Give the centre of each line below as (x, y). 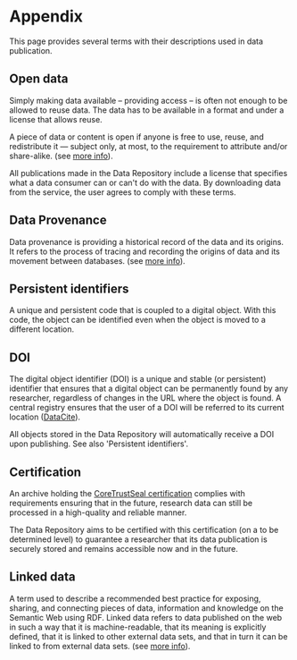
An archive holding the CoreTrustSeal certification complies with (127, 493)
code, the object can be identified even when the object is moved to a (137, 320)
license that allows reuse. (56, 119)
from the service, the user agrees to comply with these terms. (123, 192)
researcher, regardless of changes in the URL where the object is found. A (145, 398)
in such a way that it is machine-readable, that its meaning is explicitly (138, 627)
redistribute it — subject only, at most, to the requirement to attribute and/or (148, 146)
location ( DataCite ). (45, 417)
